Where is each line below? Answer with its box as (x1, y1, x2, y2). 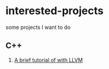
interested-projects (5, 4, 104, 18)
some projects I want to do (5, 24, 71, 31)
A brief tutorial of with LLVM (14, 56, 84, 63)
